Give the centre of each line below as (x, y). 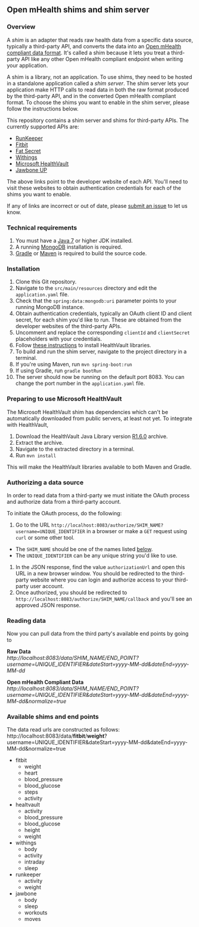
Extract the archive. (39, 442)
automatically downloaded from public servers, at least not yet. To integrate (99, 418)
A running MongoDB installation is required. (69, 247)
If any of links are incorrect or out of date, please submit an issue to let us (97, 206)
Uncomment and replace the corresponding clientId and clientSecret (102, 333)
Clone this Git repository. (46, 282)
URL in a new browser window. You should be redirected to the (93, 573)
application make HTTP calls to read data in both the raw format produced (98, 90)
